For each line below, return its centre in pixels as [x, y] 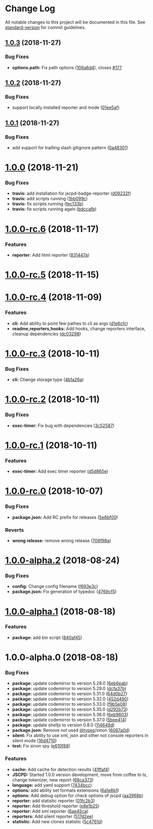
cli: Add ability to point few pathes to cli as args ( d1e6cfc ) [70, 323]
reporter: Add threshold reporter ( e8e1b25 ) [56, 806]
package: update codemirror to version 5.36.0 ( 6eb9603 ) [70, 715]
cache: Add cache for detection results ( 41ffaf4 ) [61, 769]
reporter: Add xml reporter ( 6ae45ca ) [50, 811]
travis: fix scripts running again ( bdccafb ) [54, 209]
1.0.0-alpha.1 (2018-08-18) [60, 611]
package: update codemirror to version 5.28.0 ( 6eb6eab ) [70, 683]
